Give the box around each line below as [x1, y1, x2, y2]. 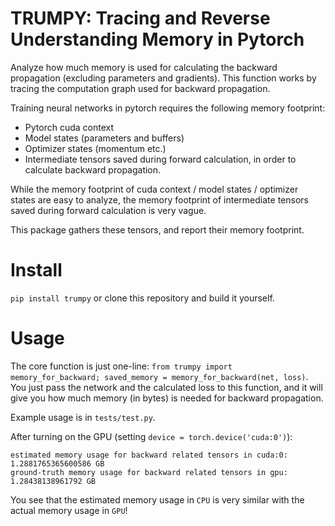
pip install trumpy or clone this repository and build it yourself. [10, 292, 275, 304]
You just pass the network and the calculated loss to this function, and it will [10, 381, 323, 393]
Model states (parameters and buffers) [24, 132, 185, 144]
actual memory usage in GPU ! [10, 504, 128, 516]
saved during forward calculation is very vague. [10, 204, 207, 216]
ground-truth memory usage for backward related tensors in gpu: [10, 467, 288, 477]
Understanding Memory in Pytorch [10, 28, 305, 51]
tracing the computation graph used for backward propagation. [10, 82, 271, 94]
